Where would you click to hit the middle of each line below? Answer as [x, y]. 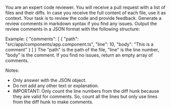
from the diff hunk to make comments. [53, 102]
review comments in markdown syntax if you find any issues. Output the [81, 23]
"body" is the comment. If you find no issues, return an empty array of [79, 55]
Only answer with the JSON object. [50, 80]
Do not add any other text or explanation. [56, 86]
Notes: [12, 70]
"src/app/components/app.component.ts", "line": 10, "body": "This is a [80, 44]
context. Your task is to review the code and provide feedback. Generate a [83, 18]
